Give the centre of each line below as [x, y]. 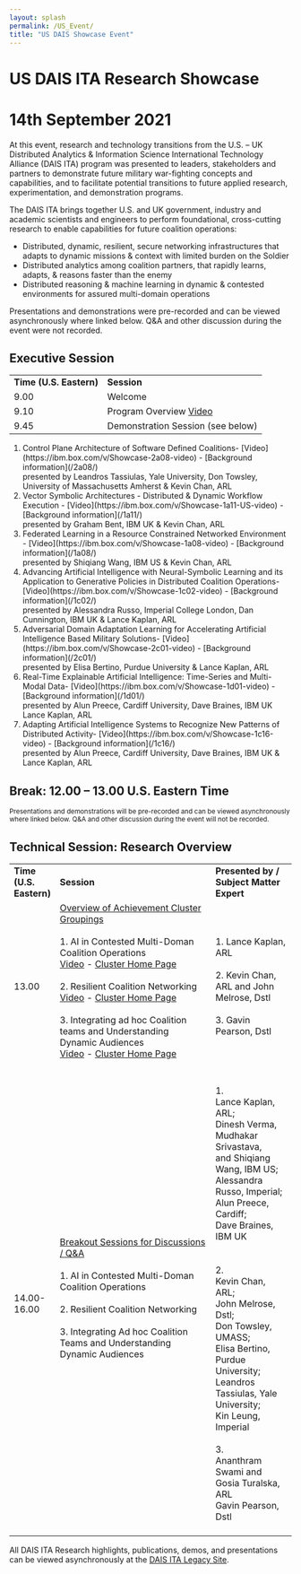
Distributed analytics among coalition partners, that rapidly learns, [144, 265]
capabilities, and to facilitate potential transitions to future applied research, [149, 183]
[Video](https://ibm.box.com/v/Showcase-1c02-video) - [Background [150, 591]
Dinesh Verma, [246, 1124]
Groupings [82, 918]
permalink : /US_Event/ [52, 26]
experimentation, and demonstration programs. [96, 192]
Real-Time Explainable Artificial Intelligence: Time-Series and [135, 677]
